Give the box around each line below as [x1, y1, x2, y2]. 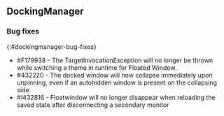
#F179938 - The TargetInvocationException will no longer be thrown [16, 56, 213, 64]
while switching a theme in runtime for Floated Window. [16, 63, 177, 72]
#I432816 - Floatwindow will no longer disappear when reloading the [16, 93, 216, 101]
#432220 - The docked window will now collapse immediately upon [16, 71, 213, 79]
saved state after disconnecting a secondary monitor [16, 101, 169, 109]
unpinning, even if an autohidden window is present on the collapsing [16, 78, 218, 87]
